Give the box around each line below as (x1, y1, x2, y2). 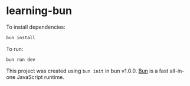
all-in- (169, 67, 185, 74)
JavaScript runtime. (17, 73, 65, 80)
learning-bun (6, 4, 73, 18)
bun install (6, 35, 35, 40)
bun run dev (6, 57, 35, 63)
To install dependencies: (6, 23, 66, 30)
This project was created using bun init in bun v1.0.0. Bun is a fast (6, 67, 169, 74)
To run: (6, 45, 24, 52)
